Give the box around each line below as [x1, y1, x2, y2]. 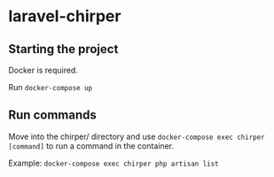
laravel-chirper [8, 6, 121, 27]
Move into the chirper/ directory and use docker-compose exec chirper [8, 131, 265, 142]
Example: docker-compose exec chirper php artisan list [8, 158, 219, 168]
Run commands [8, 108, 97, 123]
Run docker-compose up [8, 82, 93, 92]
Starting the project [8, 42, 119, 57]
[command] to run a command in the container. [8, 140, 175, 151]
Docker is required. [8, 65, 79, 75]
